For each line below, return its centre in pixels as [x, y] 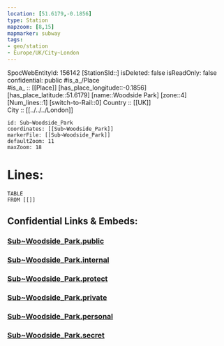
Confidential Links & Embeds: [73, 221]
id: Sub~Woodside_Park [40, 123]
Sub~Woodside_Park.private [57, 297]
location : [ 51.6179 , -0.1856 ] [50, 14]
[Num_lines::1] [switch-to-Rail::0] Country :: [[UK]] [79, 102]
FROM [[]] [22, 200]
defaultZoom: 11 [31, 141]
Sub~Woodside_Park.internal [58, 260]
